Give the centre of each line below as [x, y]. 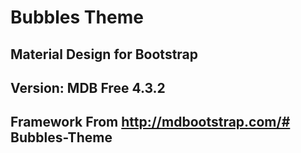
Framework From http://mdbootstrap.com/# [150, 122]
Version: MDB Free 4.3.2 [88, 87]
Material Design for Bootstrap [104, 54]
